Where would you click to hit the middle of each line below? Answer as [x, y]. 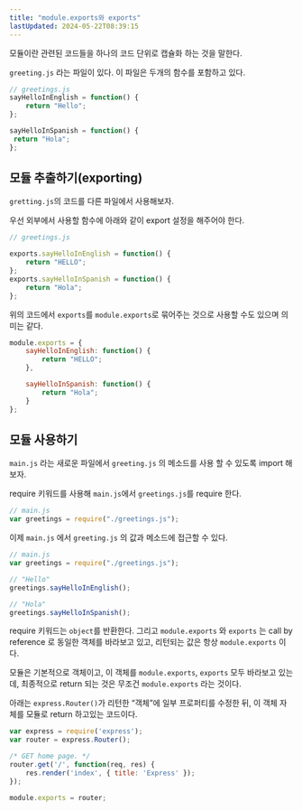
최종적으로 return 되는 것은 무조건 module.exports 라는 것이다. [131, 684]
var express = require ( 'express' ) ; [76, 732]
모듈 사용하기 [44, 439]
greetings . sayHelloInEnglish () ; [70, 588]
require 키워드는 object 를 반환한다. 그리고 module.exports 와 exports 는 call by [151, 631]
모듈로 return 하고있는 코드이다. [82, 714]
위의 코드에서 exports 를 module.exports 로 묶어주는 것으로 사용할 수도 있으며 [144, 314]
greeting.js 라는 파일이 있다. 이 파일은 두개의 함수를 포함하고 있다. [128, 72]
